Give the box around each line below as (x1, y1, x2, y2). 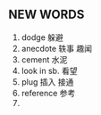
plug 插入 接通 (21, 76, 74, 87)
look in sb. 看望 (21, 65, 78, 76)
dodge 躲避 (21, 31, 64, 43)
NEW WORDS (8, 7, 85, 22)
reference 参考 (21, 87, 76, 98)
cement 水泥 (21, 53, 68, 65)
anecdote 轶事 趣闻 (21, 43, 93, 53)
